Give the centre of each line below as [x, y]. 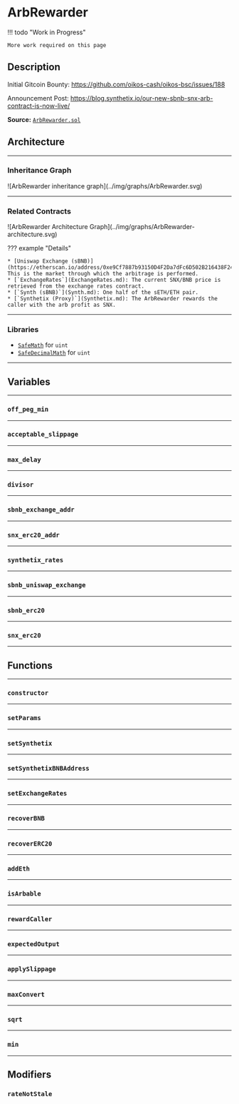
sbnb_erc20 [26, 610]
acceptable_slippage [43, 435]
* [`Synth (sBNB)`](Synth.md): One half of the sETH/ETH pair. [103, 293]
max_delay [24, 460]
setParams [24, 718]
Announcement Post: [38, 98]
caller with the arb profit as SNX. [62, 305]
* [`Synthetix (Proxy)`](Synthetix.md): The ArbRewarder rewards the [113, 299]
